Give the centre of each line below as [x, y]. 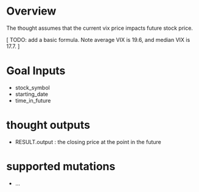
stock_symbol [32, 87]
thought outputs [48, 125]
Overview [31, 11]
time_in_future [33, 100]
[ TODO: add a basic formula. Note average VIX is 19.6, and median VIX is [98, 39]
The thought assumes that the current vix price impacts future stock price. [100, 28]
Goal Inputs [36, 71]
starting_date [32, 94]
